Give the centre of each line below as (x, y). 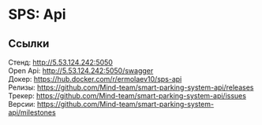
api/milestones (32, 112)
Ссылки (29, 44)
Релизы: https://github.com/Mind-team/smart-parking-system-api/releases (131, 87)
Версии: (22, 104)
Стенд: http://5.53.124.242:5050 (60, 62)
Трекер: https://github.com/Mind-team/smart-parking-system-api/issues (127, 96)
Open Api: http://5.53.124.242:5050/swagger (81, 71)
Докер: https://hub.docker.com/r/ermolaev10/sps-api (95, 79)
